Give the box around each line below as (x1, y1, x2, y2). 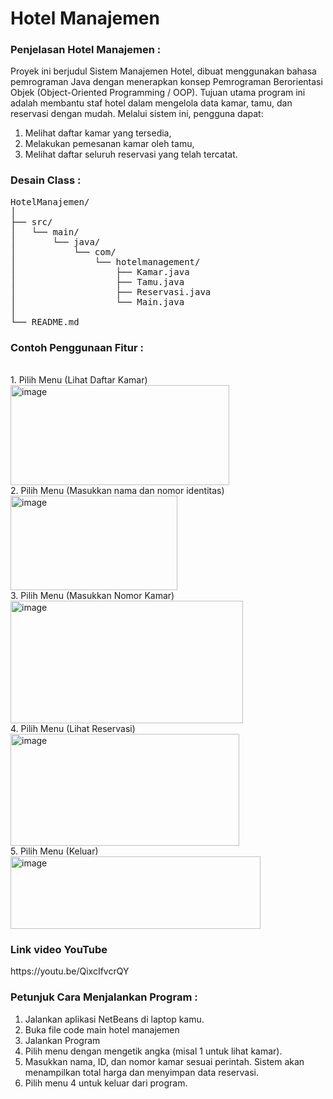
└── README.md (10, 316, 80, 327)
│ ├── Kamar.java (10, 266, 190, 277)
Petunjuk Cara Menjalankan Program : (10, 990, 198, 1004)
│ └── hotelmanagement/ (10, 256, 201, 267)
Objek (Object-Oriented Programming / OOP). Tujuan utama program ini (10, 87, 306, 99)
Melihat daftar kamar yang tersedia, (24, 127, 172, 139)
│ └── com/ (10, 246, 117, 257)
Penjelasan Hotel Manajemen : (10, 43, 162, 57)
